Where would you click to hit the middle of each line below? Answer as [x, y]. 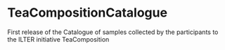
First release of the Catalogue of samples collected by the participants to [113, 32]
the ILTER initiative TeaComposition [58, 39]
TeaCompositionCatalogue [87, 13]
